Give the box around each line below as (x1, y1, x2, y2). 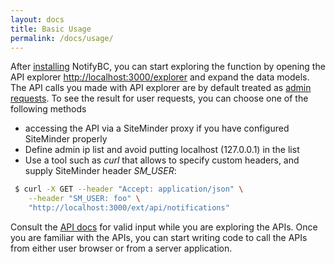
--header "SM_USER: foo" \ (28, 194, 141, 204)
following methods (10, 103, 87, 115)
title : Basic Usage (10, 24, 92, 34)
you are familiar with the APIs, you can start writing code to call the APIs (10, 232, 308, 243)
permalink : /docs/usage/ (10, 33, 114, 43)
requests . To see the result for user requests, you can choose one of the (10, 92, 309, 105)
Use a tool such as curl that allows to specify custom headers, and (24, 154, 300, 166)
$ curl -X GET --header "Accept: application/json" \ (14, 184, 244, 195)
